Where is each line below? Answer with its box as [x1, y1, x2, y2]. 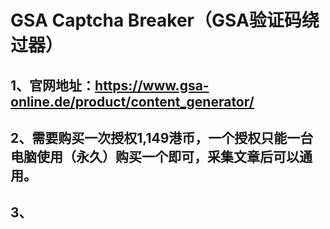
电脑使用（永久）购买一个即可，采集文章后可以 [10, 148, 300, 165]
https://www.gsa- [94, 77, 210, 94]
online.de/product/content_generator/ [10, 93, 255, 110]
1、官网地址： [10, 77, 96, 94]
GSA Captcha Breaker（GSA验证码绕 [10, 9, 320, 32]
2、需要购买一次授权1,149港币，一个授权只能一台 [10, 129, 314, 146]
